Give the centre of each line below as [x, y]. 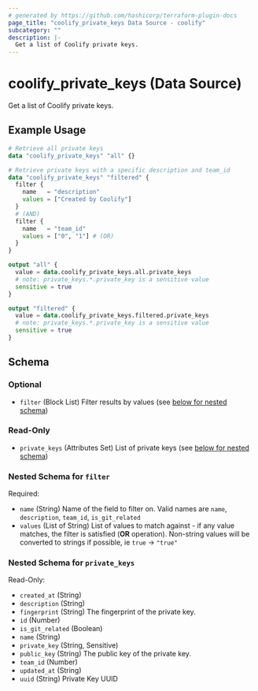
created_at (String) [50, 595]
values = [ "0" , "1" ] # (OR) [68, 236]
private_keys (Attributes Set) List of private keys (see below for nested [135, 448]
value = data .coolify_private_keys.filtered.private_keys [112, 316]
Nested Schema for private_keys [72, 563]
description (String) [52, 604]
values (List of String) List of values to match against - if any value [127, 526]
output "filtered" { [42, 308]
